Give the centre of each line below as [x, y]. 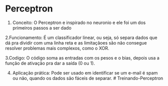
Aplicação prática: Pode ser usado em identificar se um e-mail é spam [85, 72]
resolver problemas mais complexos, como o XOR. [57, 48]
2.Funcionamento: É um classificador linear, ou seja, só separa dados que [81, 37]
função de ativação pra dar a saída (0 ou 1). [50, 63]
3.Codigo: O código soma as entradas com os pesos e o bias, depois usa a [82, 57]
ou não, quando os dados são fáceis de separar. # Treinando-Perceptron [88, 78]
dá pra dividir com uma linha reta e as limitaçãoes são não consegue [76, 42]
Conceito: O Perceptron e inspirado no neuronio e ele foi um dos [79, 22]
